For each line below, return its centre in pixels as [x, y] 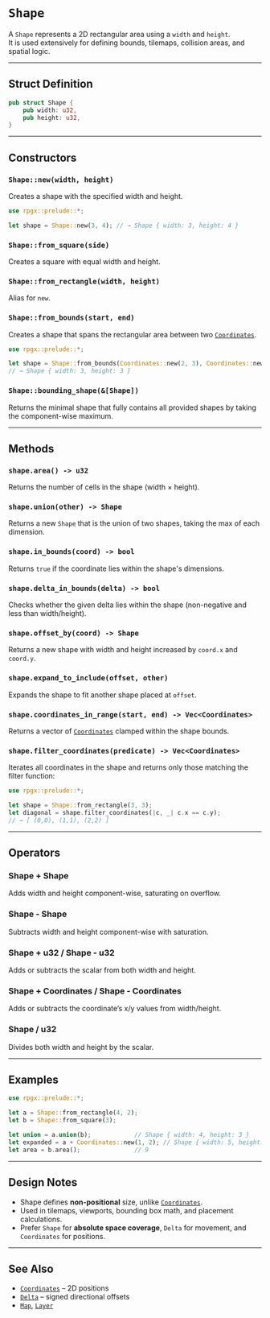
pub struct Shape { [41, 102]
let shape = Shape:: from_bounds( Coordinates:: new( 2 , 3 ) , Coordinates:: [131, 364]
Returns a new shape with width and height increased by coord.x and [123, 650]
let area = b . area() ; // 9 [79, 1150]
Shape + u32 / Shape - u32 [61, 952]
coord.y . [22, 659]
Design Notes [43, 1182]
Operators [35, 853]
